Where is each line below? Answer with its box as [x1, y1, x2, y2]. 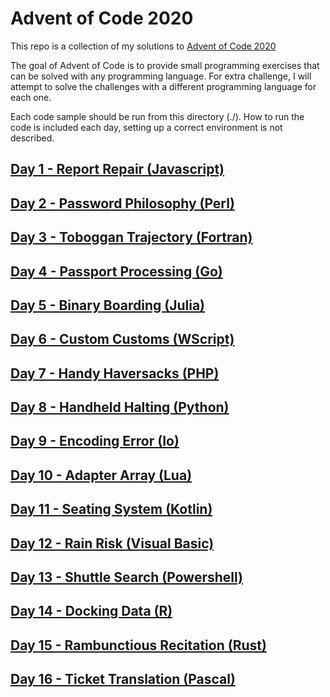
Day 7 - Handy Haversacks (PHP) [10, 365, 220, 382]
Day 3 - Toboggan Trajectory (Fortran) [10, 229, 253, 246]
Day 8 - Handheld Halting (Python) [10, 399, 230, 416]
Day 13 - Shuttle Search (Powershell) [10, 569, 243, 586]
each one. [10, 91, 52, 103]
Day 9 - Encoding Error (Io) [10, 433, 180, 450]
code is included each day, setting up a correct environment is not [10, 121, 283, 133]
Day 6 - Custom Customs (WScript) [10, 331, 235, 348]
